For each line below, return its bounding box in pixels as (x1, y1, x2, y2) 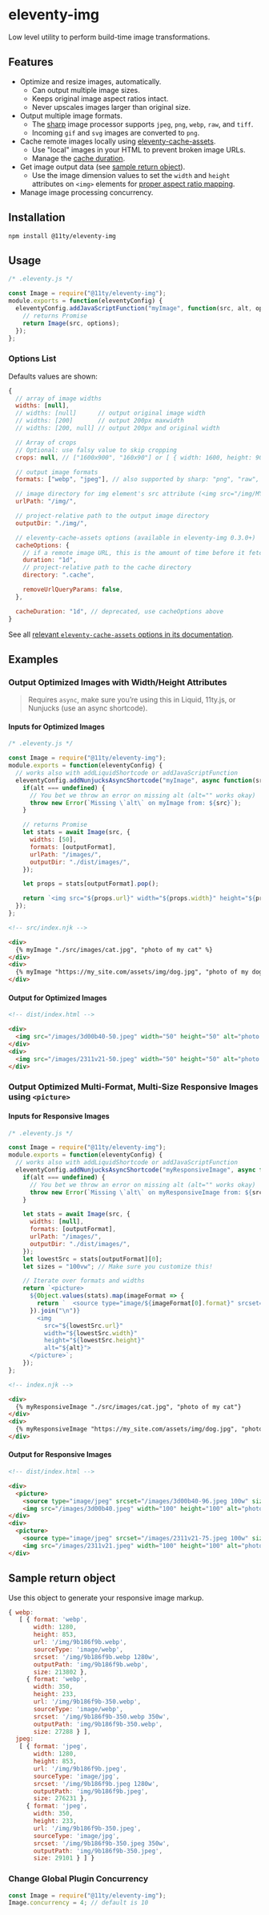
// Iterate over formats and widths (22, 1277, 146, 1285)
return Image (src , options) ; (22, 319, 120, 327)
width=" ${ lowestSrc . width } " (43, 1329, 138, 1337)
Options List (8, 353, 57, 364)
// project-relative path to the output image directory (15, 512, 210, 520)
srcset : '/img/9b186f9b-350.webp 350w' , (33, 1712, 171, 1721)
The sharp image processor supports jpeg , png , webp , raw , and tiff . (31, 119, 254, 129)
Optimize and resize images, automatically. (19, 76, 162, 86)
